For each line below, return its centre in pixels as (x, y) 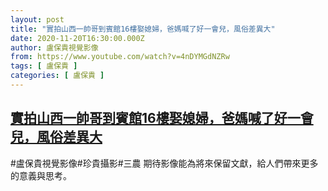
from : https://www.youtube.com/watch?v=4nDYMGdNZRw (120, 57)
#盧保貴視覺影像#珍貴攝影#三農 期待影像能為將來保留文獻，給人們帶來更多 (164, 163)
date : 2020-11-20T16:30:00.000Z (77, 38)
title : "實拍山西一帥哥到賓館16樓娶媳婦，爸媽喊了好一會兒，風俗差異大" (143, 29)
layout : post (37, 19)
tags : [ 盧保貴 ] (44, 66)
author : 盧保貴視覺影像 (54, 47)
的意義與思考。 (41, 175)
